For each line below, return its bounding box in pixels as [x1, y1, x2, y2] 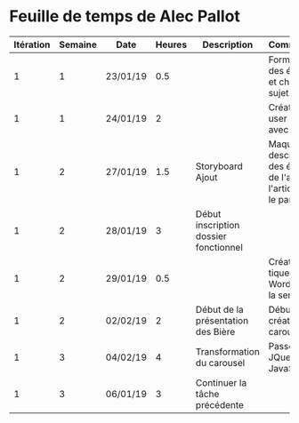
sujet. [268, 86, 292, 99]
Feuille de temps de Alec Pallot [9, 6, 240, 27]
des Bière [195, 325, 236, 338]
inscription [195, 219, 240, 231]
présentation [195, 314, 249, 326]
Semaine [59, 38, 98, 51]
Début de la [195, 303, 245, 315]
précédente [195, 398, 245, 411]
